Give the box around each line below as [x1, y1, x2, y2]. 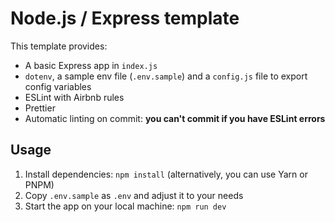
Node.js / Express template [10, 7, 240, 30]
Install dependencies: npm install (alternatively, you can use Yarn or [24, 168, 308, 180]
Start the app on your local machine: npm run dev [24, 200, 227, 212]
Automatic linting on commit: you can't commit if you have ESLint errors [24, 112, 326, 124]
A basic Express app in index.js [24, 59, 158, 71]
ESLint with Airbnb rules [24, 91, 125, 103]
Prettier [24, 102, 56, 114]
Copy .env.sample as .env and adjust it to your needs [24, 189, 244, 201]
